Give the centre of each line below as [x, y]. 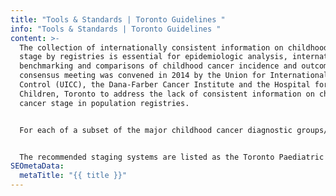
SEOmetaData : [37, 166]
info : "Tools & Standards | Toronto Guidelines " [116, 29]
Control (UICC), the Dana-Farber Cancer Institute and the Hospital [165, 85]
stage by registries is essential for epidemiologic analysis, [153, 57]
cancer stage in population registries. [104, 103]
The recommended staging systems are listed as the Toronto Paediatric [172, 157]
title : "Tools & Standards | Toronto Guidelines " [118, 19]
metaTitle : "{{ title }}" [73, 176]
